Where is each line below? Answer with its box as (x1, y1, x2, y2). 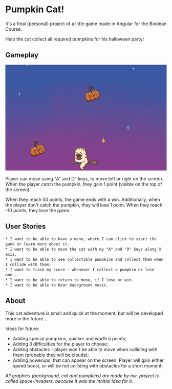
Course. (5, 26, 22, 32)
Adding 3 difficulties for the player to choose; (12, 341, 109, 347)
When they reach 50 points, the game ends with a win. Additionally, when (5, 196, 160, 202)
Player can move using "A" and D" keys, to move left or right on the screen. (5, 176, 164, 181)
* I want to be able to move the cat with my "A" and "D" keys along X (5, 247, 161, 252)
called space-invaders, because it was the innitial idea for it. (5, 378, 134, 384)
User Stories (5, 222, 46, 231)
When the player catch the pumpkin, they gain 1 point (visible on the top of (5, 181, 162, 187)
